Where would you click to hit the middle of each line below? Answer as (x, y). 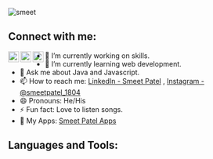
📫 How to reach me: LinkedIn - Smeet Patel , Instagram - (112, 81)
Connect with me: (52, 36)
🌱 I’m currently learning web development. (113, 63)
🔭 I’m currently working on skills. (97, 56)
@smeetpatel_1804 (50, 92)
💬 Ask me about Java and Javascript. (79, 72)
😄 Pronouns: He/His (52, 100)
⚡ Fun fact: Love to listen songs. (71, 109)
